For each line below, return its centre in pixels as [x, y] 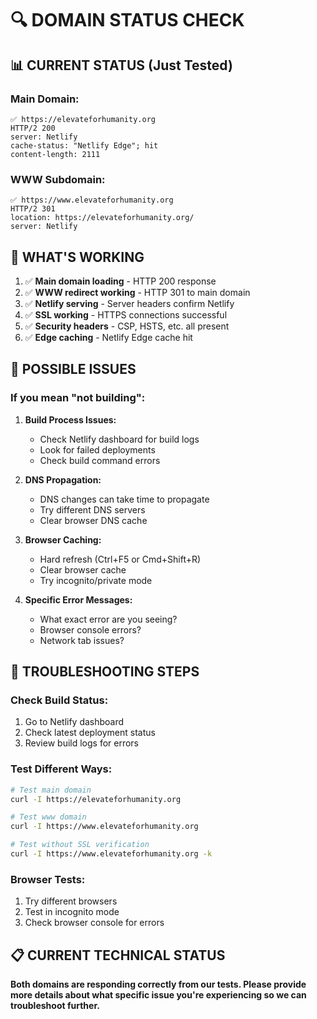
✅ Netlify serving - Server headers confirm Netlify [129, 303]
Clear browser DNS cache [93, 520]
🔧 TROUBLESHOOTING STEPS [105, 672]
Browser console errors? [90, 629]
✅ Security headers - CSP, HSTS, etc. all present [127, 326]
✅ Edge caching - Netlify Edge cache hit [108, 337]
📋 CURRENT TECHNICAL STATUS [118, 955]
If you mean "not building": [78, 398]
